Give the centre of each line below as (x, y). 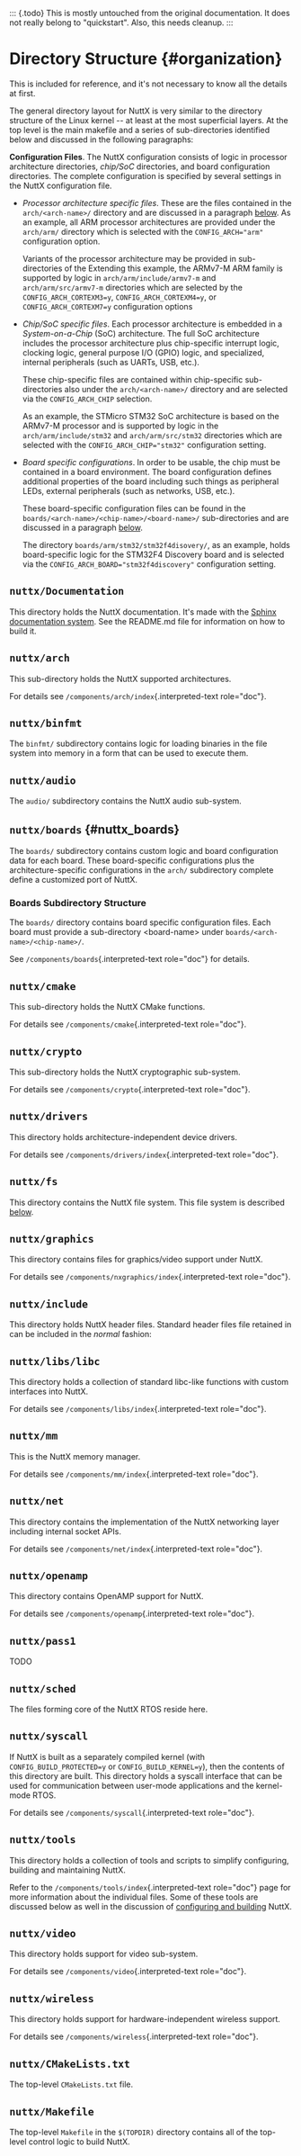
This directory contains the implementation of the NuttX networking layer (145, 1522)
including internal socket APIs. (65, 1531)
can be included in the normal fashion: (80, 1334)
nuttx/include (49, 1304)
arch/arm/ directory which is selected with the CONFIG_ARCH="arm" (143, 231)
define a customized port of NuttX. (73, 880)
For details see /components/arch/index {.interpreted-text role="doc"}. (138, 696)
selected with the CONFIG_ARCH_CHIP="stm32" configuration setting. (144, 445)
